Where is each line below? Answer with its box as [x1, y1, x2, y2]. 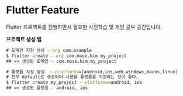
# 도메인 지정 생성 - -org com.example [6, 47, 92, 53]
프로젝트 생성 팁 [6, 35, 42, 42]
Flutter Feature [6, 3, 80, 17]
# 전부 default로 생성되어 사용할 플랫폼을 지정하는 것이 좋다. [6, 74, 139, 80]
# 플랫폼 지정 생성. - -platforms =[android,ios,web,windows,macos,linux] [6, 69, 178, 74]
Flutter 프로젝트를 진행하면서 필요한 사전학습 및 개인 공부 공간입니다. [6, 23, 162, 30]
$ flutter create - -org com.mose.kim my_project [6, 53, 127, 59]
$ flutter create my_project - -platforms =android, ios [6, 80, 143, 86]
